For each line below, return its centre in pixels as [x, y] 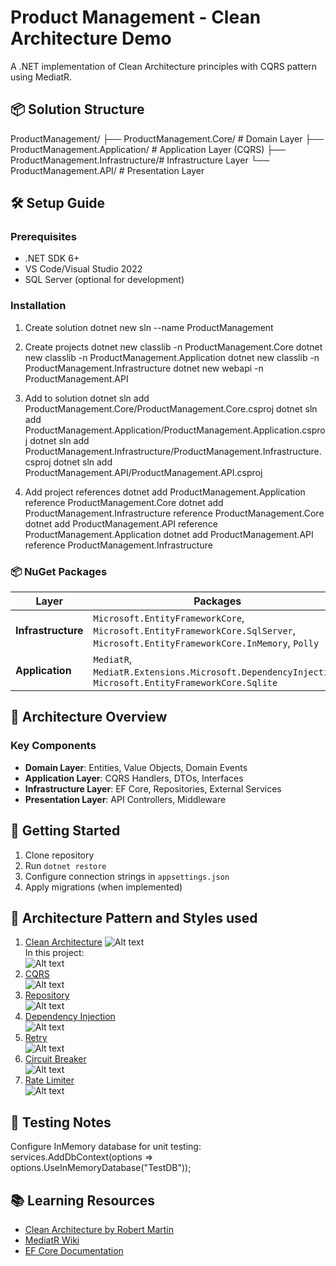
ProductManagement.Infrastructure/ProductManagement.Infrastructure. [173, 451]
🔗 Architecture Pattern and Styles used [134, 917]
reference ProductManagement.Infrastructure [118, 545]
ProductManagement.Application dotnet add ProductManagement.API [169, 534]
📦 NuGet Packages [59, 571]
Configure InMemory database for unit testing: [106, 1147]
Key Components [53, 746]
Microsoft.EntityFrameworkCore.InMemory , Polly [206, 643]
